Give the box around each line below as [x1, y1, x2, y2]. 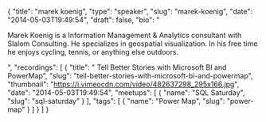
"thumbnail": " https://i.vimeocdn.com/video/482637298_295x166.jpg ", [7, 79, 240, 89]
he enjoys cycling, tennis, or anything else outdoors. [7, 48, 179, 56]
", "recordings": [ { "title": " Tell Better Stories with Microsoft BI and [7, 63, 227, 72]
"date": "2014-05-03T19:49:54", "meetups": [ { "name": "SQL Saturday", [7, 88, 245, 97]
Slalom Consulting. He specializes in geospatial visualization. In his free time [7, 39, 258, 48]
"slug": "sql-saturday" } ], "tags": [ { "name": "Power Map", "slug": [7, 97, 225, 105]
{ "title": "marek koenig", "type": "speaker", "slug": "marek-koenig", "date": [7, 7, 253, 16]
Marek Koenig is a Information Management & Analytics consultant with [7, 31, 242, 40]
